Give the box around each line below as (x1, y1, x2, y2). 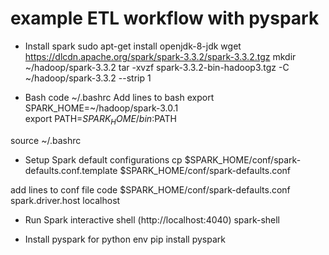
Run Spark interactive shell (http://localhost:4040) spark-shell (24, 213, 280, 226)
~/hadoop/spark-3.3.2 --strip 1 (24, 72, 152, 84)
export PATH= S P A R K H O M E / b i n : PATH (24, 112, 177, 127)
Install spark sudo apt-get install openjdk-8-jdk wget (24, 40, 242, 52)
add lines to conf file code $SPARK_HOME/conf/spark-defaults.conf (10, 183, 291, 196)
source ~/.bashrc (10, 134, 82, 146)
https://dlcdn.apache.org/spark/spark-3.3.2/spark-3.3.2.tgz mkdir (24, 50, 297, 62)
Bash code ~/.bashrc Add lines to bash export (24, 91, 215, 103)
